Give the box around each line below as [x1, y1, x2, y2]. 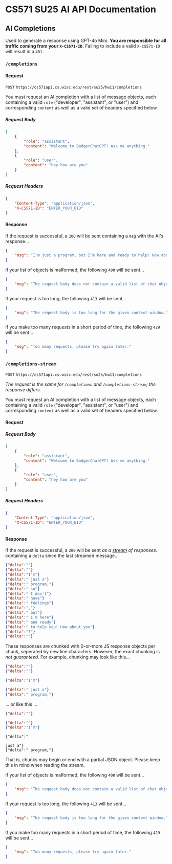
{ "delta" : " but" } [5, 610, 42, 615]
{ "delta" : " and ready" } [5, 619, 56, 625]
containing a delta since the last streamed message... [5, 552, 119, 559]
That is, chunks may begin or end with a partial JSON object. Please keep [5, 757, 160, 763]
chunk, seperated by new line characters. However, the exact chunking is [5, 649, 160, 655]
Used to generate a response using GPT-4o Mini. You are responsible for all [5, 37, 166, 43]
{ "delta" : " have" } [5, 596, 45, 601]
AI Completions [5, 24, 56, 33]
